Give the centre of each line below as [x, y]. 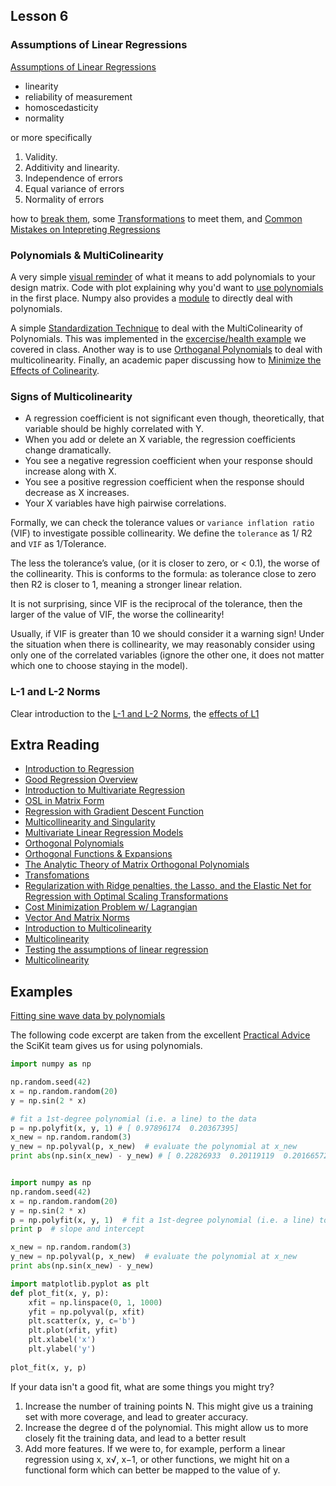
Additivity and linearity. [72, 167]
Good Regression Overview [81, 780]
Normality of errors [64, 199]
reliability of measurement [78, 96]
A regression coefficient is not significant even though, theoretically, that [174, 418]
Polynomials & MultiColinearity [87, 255]
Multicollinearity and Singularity [90, 822]
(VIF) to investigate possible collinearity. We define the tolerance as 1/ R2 [161, 533]
